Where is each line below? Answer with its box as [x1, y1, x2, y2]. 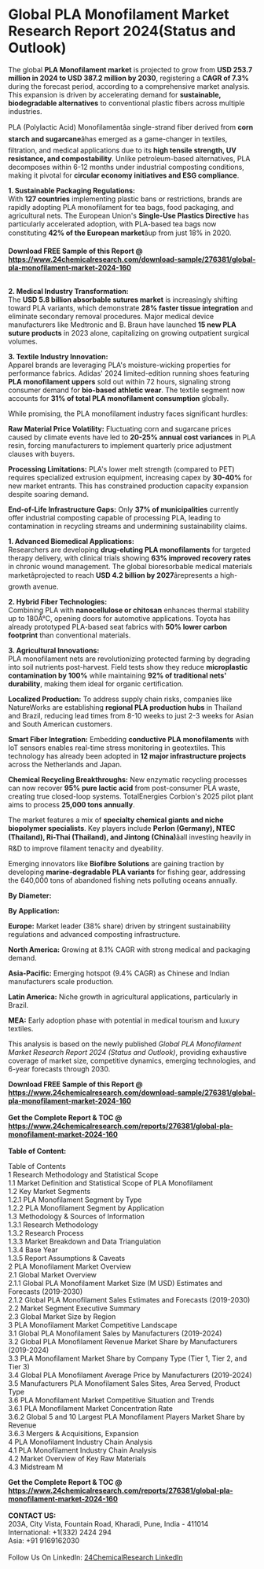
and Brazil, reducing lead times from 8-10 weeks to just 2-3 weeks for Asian [8, 711, 254, 720]
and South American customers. [8, 719, 112, 729]
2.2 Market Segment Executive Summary [8, 1303, 141, 1313]
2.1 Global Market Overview [8, 1270, 97, 1279]
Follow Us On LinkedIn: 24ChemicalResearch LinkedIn [8, 1552, 183, 1562]
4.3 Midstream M [8, 1462, 64, 1472]
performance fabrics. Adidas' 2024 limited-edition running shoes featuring [8, 368, 250, 378]
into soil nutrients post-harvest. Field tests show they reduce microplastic [8, 662, 248, 671]
